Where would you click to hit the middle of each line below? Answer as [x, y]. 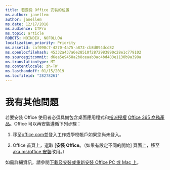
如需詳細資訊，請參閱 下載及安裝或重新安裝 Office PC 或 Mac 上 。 [73, 162]
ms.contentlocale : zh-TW [31, 66]
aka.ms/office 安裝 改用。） [40, 151]
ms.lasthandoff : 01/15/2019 [35, 71]
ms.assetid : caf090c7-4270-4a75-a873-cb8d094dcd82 [60, 48]
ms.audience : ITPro [26, 29]
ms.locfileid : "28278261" [32, 76]
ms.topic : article [25, 33]
